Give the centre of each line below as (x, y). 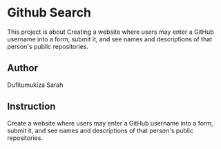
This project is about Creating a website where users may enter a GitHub (110, 32)
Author (22, 68)
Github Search (49, 13)
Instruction (31, 107)
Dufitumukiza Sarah (35, 85)
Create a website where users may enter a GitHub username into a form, (110, 123)
